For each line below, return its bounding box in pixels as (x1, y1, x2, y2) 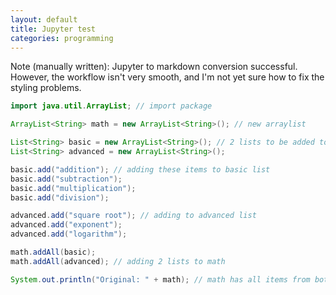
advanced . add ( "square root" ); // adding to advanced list (10, 211, 257, 221)
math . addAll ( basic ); (10, 247, 97, 257)
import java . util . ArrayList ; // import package (10, 101, 213, 111)
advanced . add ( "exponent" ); (10, 220, 123, 230)
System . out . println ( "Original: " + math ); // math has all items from (10, 274, 311, 285)
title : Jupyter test (10, 24, 97, 34)
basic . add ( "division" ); (10, 192, 110, 203)
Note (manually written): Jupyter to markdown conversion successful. (10, 61, 298, 73)
